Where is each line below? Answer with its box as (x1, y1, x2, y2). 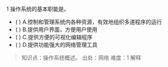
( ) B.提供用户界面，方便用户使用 (15, 26, 98, 33)
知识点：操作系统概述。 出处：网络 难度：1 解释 (21, 54, 142, 61)
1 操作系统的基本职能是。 (6, 5, 69, 12)
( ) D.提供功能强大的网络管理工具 (15, 41, 98, 48)
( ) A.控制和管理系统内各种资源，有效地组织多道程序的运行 (15, 18, 162, 26)
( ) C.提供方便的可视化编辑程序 (15, 33, 93, 41)
